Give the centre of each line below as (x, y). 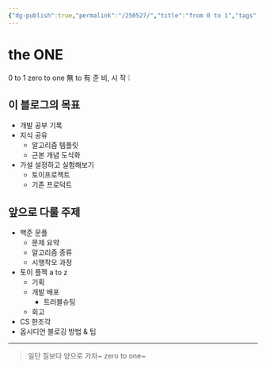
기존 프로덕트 (52, 185)
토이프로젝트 (51, 175)
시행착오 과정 (52, 263)
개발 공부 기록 (41, 125)
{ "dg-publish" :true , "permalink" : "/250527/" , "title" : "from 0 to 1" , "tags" (133, 15)
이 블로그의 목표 (44, 105)
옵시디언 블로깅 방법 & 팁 (58, 332)
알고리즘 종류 (52, 252)
